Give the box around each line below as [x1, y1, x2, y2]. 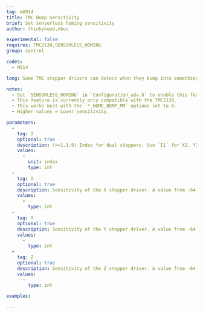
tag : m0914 [6, 8, 34, 15]
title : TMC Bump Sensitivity [6, 14, 80, 21]
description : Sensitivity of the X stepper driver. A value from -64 [17, 187, 196, 193]
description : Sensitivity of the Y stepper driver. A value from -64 [17, 226, 196, 232]
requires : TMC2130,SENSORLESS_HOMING [6, 42, 101, 48]
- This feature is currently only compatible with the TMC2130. [11, 97, 177, 103]
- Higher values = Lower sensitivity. [11, 109, 110, 115]
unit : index [28, 159, 59, 165]
